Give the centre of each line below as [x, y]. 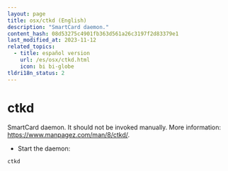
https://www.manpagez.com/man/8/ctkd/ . [69, 135]
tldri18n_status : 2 [36, 73]
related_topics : [31, 47]
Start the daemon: [44, 148]
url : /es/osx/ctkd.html [55, 60]
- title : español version [52, 54]
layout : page [27, 14]
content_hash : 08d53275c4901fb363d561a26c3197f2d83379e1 [93, 34]
